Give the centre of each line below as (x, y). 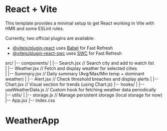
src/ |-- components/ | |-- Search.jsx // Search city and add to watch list (80, 63)
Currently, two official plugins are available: (50, 38)
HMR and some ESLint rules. (35, 28)
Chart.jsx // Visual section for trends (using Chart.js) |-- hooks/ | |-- (75, 84)
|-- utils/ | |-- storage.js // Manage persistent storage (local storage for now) (84, 95)
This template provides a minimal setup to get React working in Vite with (80, 23)
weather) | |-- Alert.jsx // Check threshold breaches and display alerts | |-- (82, 79)
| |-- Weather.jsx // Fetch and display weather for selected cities (71, 68)
